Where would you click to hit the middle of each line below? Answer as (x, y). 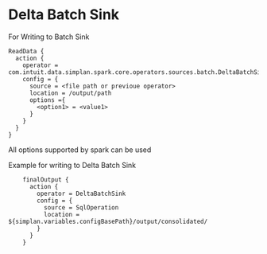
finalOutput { (46, 180)
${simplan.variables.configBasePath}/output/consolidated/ (108, 221)
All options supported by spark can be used (80, 150)
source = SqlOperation (81, 207)
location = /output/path (70, 93)
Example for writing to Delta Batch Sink (72, 165)
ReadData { (26, 51)
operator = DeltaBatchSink (81, 193)
